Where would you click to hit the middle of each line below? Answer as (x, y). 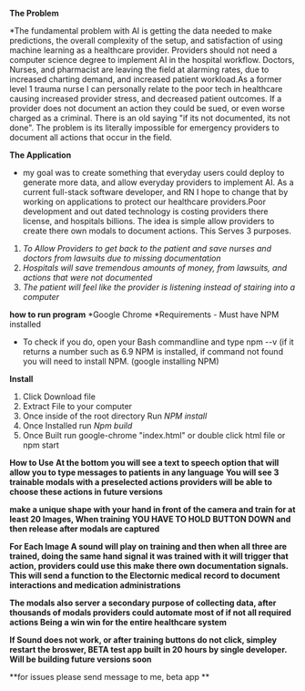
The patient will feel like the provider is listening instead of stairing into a (159, 287)
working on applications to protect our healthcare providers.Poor (144, 201)
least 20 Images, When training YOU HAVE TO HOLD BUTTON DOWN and (150, 519)
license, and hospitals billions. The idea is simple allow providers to (148, 221)
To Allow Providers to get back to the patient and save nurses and (147, 248)
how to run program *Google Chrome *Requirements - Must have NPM (144, 315)
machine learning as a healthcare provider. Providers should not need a (143, 50)
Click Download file (59, 397)
